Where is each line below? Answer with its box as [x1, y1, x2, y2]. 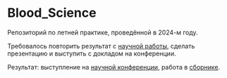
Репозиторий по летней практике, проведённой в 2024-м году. [7, 28, 199, 37]
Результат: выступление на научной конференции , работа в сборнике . [7, 63, 221, 71]
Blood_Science [7, 5, 97, 21]
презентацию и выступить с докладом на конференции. [7, 49, 176, 58]
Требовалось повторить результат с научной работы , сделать [7, 41, 195, 50]
